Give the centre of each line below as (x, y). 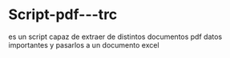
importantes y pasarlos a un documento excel (84, 44)
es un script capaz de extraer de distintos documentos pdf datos (115, 37)
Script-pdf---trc (63, 15)
